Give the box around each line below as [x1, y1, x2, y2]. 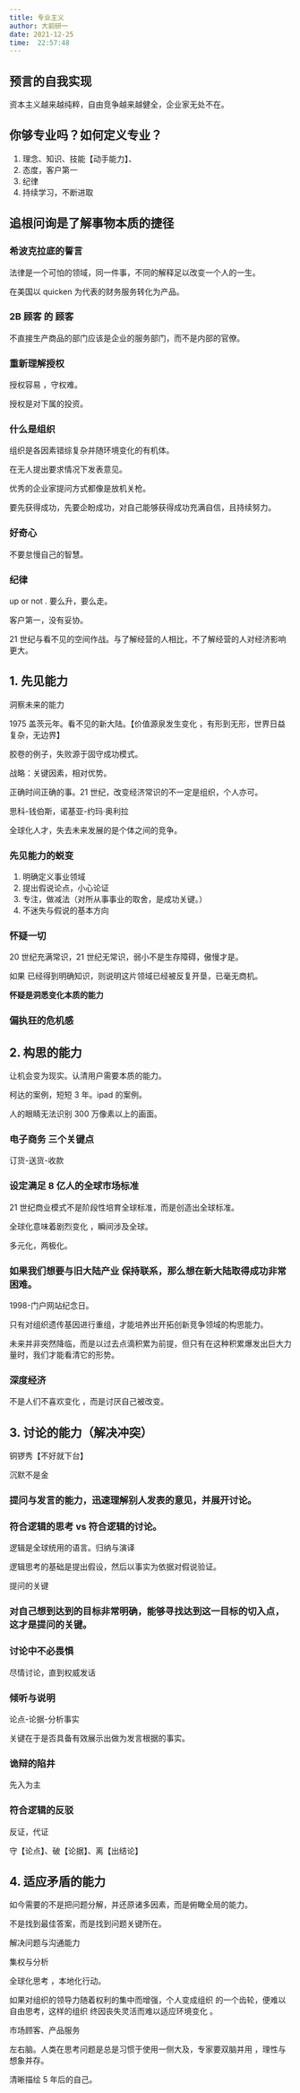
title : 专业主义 [9, 13, 64, 22]
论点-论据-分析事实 [9, 1714, 80, 1724]
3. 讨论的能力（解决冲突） [9, 1425, 153, 1440]
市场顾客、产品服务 [9, 2025, 81, 2036]
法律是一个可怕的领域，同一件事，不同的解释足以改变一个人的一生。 [9, 266, 261, 278]
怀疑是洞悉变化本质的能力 [9, 990, 104, 1001]
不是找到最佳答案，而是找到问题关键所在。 [9, 1918, 167, 1929]
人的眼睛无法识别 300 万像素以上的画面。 [9, 1108, 163, 1119]
